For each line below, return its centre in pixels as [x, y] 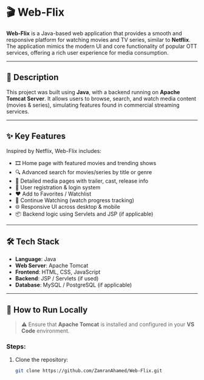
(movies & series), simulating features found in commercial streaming [93, 105]
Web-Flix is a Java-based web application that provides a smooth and [94, 33]
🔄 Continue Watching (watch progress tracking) [75, 200]
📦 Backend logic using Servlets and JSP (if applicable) [84, 214]
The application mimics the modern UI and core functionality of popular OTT [102, 46]
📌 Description [32, 77]
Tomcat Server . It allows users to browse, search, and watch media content [101, 98]
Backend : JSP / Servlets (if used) [57, 279]
